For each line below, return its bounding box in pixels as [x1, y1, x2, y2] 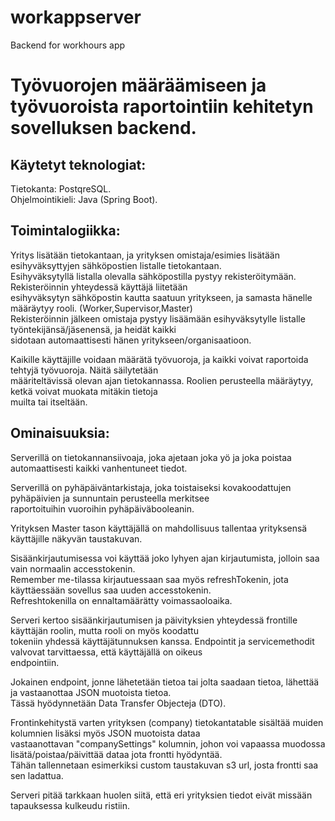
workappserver [10, 6, 142, 29]
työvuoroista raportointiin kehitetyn [10, 96, 314, 118]
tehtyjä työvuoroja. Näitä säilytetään [10, 364, 159, 376]
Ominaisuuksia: [10, 425, 110, 442]
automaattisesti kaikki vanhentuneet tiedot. [10, 462, 188, 474]
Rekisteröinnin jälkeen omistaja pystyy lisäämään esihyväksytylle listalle [10, 312, 306, 325]
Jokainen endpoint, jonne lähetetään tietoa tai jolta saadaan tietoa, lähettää [10, 676, 320, 688]
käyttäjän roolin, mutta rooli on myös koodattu [10, 624, 199, 636]
